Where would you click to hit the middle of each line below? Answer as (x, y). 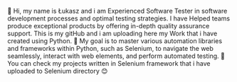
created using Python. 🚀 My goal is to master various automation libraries (115, 41)
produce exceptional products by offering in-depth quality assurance (109, 26)
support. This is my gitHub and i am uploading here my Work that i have (112, 33)
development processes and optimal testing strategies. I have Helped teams (119, 18)
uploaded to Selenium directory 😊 (58, 71)
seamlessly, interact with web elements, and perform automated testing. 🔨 (116, 56)
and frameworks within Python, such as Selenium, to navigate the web (110, 48)
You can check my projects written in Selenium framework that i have (109, 63)
